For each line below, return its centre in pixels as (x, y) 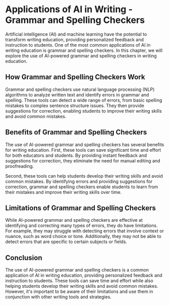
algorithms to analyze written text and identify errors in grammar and (77, 94)
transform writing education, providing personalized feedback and (75, 40)
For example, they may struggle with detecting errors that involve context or (84, 231)
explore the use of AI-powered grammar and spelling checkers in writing (81, 56)
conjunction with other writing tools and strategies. (58, 297)
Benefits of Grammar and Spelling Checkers (76, 132)
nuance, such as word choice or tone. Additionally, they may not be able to (83, 236)
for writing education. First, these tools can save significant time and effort (83, 150)
